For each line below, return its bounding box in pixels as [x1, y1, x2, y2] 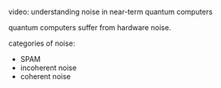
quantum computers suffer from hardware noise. [8, 23, 171, 32]
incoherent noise [19, 63, 77, 73]
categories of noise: [8, 38, 76, 48]
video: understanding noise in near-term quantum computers [8, 7, 213, 16]
